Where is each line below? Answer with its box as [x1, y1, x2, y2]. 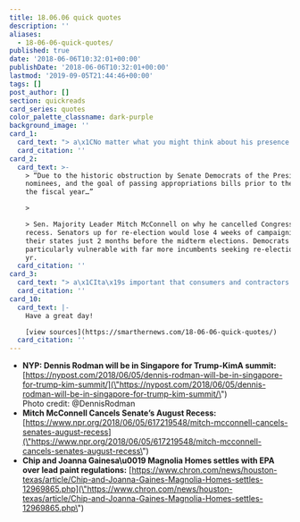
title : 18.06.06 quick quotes [9, 13, 122, 22]
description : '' [9, 21, 70, 30]
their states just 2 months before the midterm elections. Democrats [25, 236, 290, 246]
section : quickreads [9, 96, 87, 105]
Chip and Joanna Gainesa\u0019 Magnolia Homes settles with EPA [21, 455, 275, 466]
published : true [9, 46, 70, 55]
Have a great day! [25, 311, 94, 320]
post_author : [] [9, 88, 70, 97]
